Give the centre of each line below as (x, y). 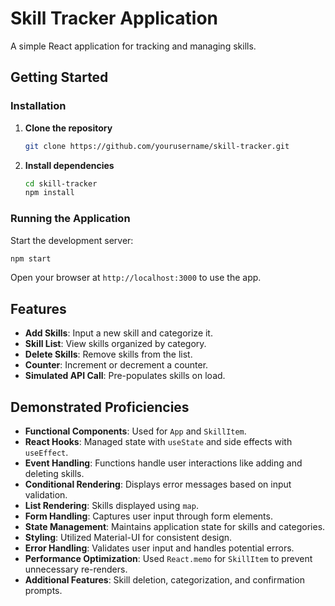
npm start (31, 258)
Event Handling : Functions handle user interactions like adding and (163, 463)
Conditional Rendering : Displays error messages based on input (158, 484)
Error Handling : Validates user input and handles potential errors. (159, 548)
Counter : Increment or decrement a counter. (116, 365)
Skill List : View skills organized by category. (115, 344)
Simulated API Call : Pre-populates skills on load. (125, 376)
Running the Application (70, 219)
